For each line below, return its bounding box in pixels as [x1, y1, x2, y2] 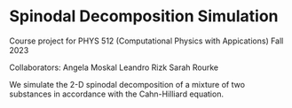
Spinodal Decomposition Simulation [9, 6, 279, 27]
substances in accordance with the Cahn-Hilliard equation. [9, 89, 225, 99]
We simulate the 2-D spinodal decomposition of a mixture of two [9, 79, 246, 89]
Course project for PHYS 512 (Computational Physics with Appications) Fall [9, 35, 284, 46]
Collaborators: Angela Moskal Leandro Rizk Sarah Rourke [9, 62, 219, 73]
